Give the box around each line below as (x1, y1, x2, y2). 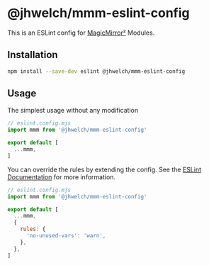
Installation (7, 49, 58, 61)
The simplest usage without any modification (7, 106, 139, 115)
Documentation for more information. (7, 172, 115, 181)
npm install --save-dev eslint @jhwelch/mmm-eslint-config (7, 67, 186, 75)
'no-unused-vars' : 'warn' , (26, 232, 106, 239)
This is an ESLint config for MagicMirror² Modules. (7, 28, 155, 37)
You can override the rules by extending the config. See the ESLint (7, 165, 202, 174)
